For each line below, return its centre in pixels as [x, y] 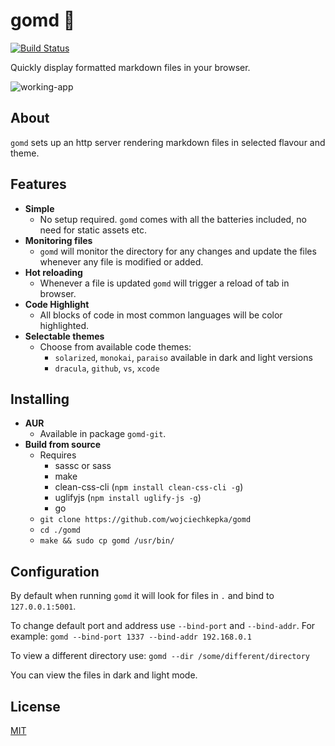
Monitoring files [58, 240]
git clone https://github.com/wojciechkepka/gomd [145, 520]
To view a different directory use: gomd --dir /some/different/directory [160, 656]
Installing [40, 399]
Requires [58, 455]
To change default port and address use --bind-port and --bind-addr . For [163, 626]
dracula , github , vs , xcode [107, 368]
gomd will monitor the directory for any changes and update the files [178, 251]
